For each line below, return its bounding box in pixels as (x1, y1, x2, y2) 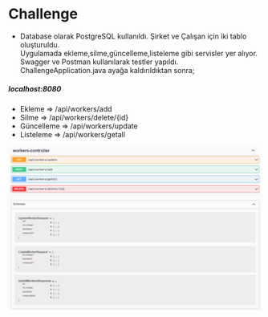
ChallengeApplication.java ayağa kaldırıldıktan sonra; (19, 65, 195, 75)
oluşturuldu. (19, 39, 60, 49)
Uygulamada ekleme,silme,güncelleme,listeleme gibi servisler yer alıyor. (19, 48, 258, 58)
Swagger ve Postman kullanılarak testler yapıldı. (19, 57, 179, 67)
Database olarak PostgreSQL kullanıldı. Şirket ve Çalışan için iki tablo (19, 31, 247, 41)
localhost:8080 (8, 83, 62, 93)
